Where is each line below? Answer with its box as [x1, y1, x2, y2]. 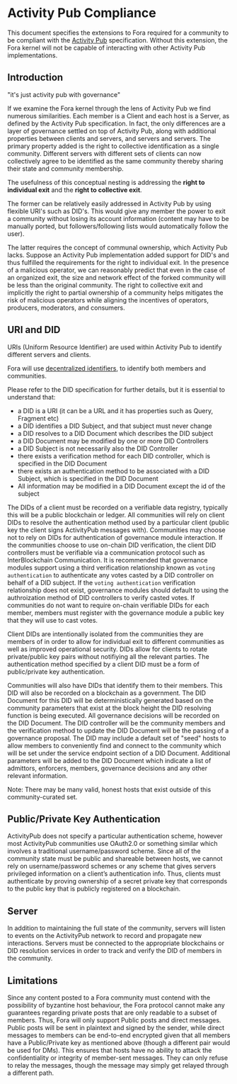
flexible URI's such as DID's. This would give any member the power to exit [7, 207, 226, 215]
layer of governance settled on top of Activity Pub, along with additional [7, 126, 216, 135]
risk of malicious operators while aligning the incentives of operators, [7, 295, 209, 304]
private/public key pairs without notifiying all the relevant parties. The [7, 652, 210, 660]
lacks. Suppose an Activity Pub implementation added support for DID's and [7, 250, 229, 259]
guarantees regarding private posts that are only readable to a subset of [7, 1008, 217, 1017]
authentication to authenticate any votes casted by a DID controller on [7, 570, 214, 579]
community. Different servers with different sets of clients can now [7, 149, 202, 157]
